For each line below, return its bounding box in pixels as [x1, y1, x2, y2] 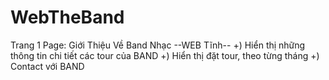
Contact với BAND [10, 60, 85, 72]
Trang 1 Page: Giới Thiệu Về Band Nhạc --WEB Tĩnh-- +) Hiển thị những [10, 39, 306, 51]
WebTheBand [10, 6, 125, 29]
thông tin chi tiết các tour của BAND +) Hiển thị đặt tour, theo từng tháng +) [10, 49, 320, 61]
